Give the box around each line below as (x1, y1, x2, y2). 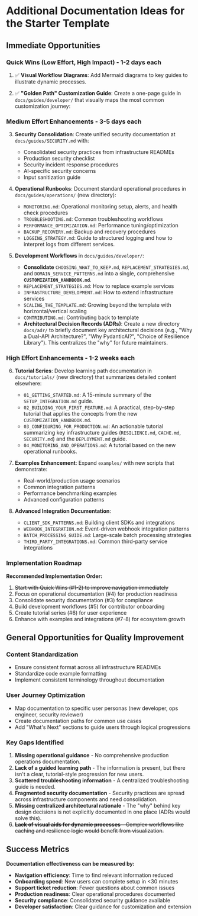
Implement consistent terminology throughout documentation (14, 676, 164, 683)
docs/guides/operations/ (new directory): (14, 191, 116, 199)
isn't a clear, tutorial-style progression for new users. (14, 771, 144, 778)
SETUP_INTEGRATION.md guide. (23, 398, 93, 405)
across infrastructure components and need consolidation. (14, 796, 158, 803)
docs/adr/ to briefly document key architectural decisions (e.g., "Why (23, 327, 193, 334)
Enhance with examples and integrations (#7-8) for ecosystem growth (14, 615, 186, 622)
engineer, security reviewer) (14, 711, 84, 718)
